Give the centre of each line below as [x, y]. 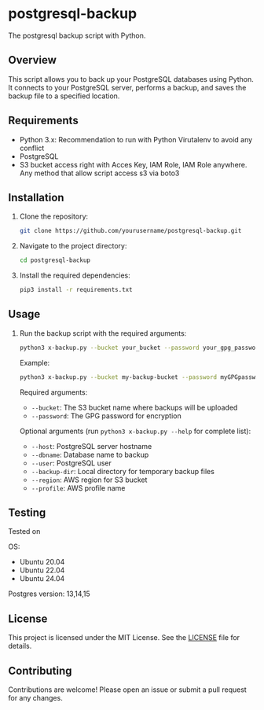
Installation [36, 197]
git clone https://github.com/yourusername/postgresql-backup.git [130, 231]
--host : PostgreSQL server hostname [92, 446]
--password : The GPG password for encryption [106, 416]
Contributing [40, 670]
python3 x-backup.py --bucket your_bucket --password [109, 348]
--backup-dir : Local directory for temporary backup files [123, 471]
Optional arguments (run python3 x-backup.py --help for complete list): [135, 431]
